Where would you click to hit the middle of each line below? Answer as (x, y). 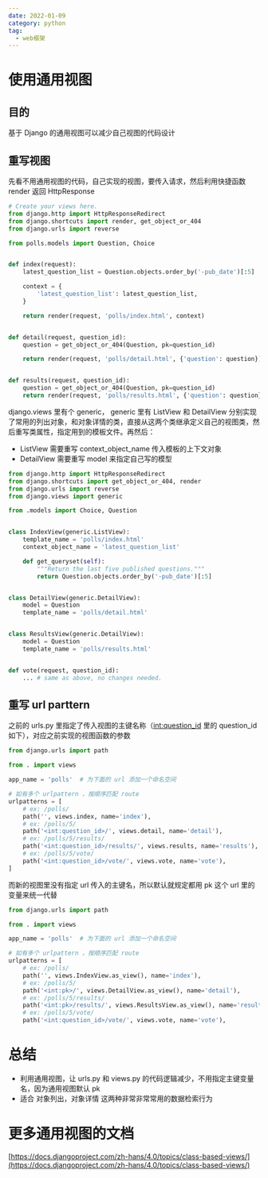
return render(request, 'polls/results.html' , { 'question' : (124, 396)
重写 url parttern (49, 705)
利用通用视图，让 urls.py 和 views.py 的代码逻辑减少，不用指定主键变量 (137, 1078)
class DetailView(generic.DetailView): (75, 598)
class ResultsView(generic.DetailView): (77, 634)
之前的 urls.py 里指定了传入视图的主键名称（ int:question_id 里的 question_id (133, 726)
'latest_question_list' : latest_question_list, (117, 294)
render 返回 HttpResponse (51, 191)
